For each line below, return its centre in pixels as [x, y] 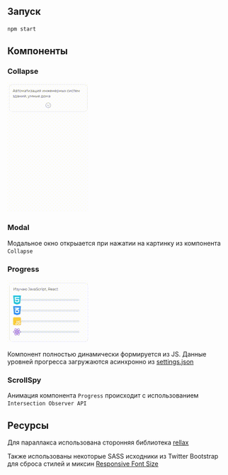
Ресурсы [28, 425]
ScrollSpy [24, 380]
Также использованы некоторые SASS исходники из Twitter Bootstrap [113, 457]
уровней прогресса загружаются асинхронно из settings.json [101, 361]
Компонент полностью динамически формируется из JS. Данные [107, 354]
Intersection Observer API [47, 404]
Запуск [24, 12]
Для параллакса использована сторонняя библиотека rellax [98, 442]
